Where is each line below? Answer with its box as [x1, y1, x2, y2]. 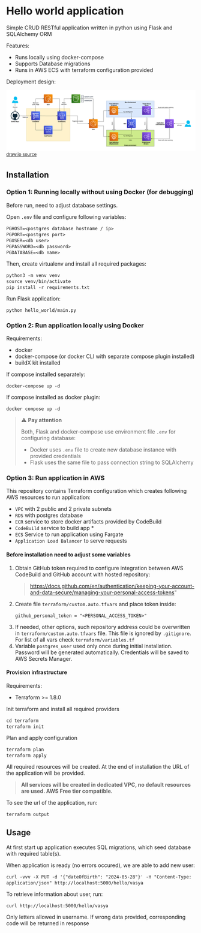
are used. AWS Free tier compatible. [20, 787, 113, 794]
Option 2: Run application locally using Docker [6, 321, 144, 329]
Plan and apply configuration [6, 734, 78, 741]
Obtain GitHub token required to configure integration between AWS [14, 564, 184, 571]
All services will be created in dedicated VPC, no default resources [20, 781, 191, 788]
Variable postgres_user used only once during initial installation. [14, 642, 173, 649]
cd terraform [6, 718, 39, 724]
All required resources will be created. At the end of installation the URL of [6, 763, 190, 770]
